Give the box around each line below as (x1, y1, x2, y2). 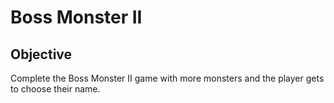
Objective (10, 46, 73, 63)
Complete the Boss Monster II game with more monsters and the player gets (10, 72, 325, 84)
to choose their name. (10, 83, 101, 95)
